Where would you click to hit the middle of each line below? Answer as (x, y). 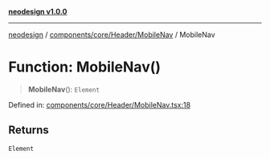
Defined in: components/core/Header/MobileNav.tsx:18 (100, 104)
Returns (29, 130)
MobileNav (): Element (64, 89)
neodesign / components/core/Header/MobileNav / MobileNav (112, 35)
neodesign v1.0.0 (38, 12)
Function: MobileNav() (85, 67)
